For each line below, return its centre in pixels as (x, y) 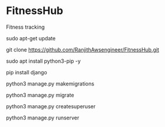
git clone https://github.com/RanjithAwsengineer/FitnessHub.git (83, 49)
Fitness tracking (25, 27)
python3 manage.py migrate (40, 95)
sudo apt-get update (31, 38)
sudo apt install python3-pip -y (43, 61)
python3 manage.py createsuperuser (51, 106)
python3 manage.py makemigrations (50, 84)
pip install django (27, 72)
